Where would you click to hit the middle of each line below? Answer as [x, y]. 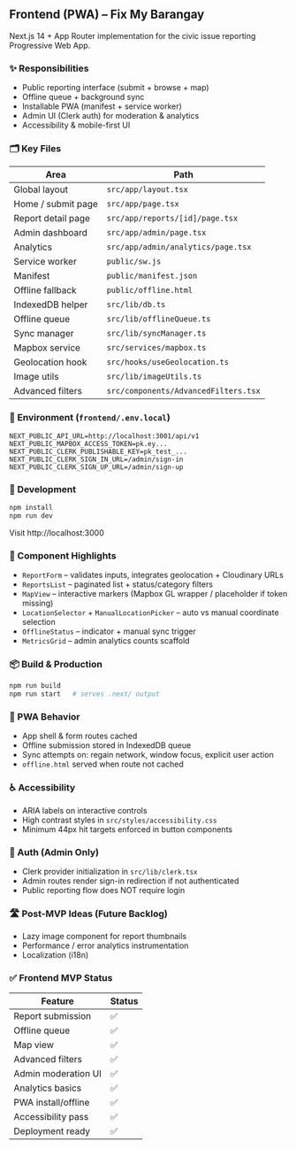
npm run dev [31, 516]
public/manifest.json [152, 276]
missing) [38, 603]
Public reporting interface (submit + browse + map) [115, 88]
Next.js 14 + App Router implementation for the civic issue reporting [133, 35]
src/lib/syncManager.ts [156, 334]
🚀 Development [43, 489]
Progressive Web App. [50, 45]
